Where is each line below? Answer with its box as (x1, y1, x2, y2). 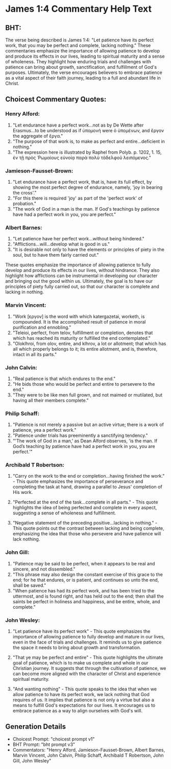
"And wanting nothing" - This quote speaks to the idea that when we (12, 686, 157, 692)
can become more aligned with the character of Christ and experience (12, 671, 161, 677)
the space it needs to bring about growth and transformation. (12, 644, 141, 651)
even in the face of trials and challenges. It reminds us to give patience (12, 639, 162, 646)
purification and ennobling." (12, 324, 71, 330)
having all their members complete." (12, 397, 89, 403)
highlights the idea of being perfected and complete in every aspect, (12, 505, 157, 511)
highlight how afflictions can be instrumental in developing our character (5, 272, 158, 279)
